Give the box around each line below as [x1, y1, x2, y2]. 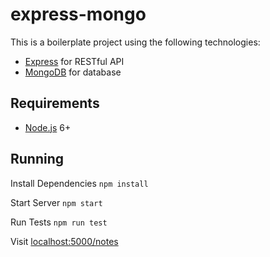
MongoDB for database [24, 66, 122, 78]
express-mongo [10, 3, 147, 26]
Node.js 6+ [24, 121, 72, 133]
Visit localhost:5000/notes [10, 235, 119, 247]
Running [10, 151, 65, 168]
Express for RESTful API [24, 55, 125, 67]
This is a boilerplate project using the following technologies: [10, 36, 261, 48]
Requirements [10, 95, 100, 112]
